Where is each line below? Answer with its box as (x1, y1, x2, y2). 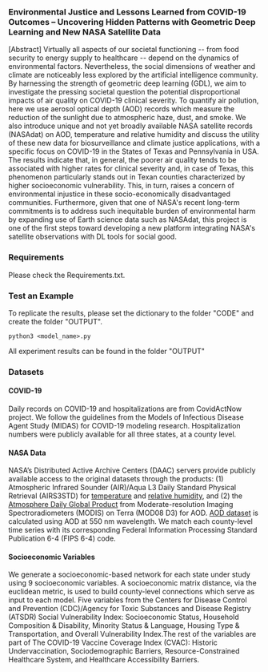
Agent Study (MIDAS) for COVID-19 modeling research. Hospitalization (8, 421, 242, 431)
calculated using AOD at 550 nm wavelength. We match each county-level (8, 517, 254, 526)
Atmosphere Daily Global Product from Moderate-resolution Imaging (8, 500, 234, 509)
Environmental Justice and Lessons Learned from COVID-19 (8, 6, 246, 18)
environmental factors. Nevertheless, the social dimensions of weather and (8, 62, 256, 71)
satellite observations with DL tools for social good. (8, 231, 178, 242)
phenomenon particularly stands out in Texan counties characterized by (8, 172, 246, 182)
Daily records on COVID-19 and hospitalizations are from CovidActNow (8, 404, 242, 414)
